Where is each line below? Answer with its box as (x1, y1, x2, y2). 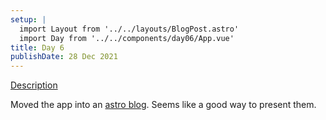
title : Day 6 (10, 42, 65, 53)
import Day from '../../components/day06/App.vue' (19, 33, 235, 43)
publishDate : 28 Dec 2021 (10, 52, 118, 62)
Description (10, 79, 58, 91)
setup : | (10, 14, 47, 25)
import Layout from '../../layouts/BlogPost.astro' (19, 24, 240, 34)
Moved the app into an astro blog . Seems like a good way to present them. (10, 99, 317, 111)
